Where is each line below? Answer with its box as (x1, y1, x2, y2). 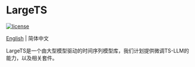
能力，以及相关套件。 (6, 54, 57, 61)
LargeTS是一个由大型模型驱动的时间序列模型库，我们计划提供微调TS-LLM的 (6, 47, 189, 54)
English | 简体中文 (6, 34, 49, 41)
